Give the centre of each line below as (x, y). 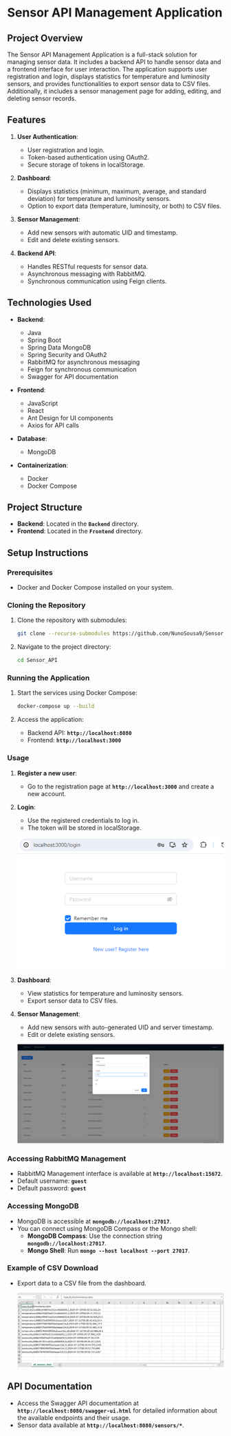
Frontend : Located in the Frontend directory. (80, 531)
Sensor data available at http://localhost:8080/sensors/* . (100, 1425)
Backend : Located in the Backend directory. (78, 524)
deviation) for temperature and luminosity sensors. (99, 198)
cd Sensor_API (37, 661)
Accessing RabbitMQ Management (67, 1159)
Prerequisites (30, 572)
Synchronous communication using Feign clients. (97, 281)
